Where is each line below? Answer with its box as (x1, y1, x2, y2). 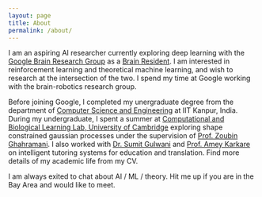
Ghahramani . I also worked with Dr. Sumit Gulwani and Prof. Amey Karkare (8, 140, 251, 149)
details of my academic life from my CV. (8, 156, 139, 166)
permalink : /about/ (8, 26, 73, 34)
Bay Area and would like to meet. (8, 180, 116, 190)
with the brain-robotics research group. (8, 82, 137, 91)
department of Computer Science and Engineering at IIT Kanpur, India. (8, 106, 238, 115)
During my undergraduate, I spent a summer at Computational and (8, 114, 225, 124)
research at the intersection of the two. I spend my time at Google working (8, 73, 251, 83)
